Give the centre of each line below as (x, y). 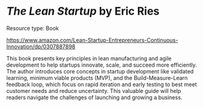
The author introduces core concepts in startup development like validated (100, 71)
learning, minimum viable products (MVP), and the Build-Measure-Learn (97, 78)
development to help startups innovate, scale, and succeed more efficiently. (101, 65)
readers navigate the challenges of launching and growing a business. (94, 97)
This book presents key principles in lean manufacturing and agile (89, 58)
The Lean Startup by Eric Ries (83, 11)
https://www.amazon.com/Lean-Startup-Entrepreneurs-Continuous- (92, 40)
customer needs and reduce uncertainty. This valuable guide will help (94, 90)
